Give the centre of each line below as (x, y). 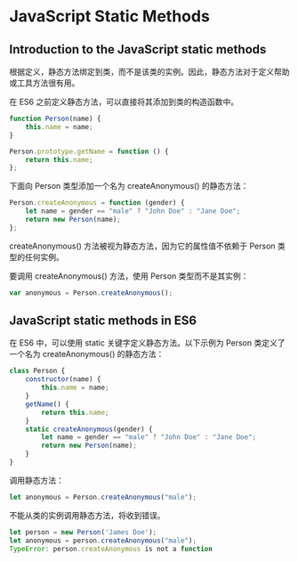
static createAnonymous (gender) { (89, 429)
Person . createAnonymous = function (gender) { (97, 203)
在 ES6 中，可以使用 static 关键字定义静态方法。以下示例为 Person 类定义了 (147, 343)
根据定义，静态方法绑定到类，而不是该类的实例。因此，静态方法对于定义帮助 (149, 72)
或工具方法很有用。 (44, 83)
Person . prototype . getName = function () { (89, 151)
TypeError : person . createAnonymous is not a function (111, 549)
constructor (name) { (63, 379)
